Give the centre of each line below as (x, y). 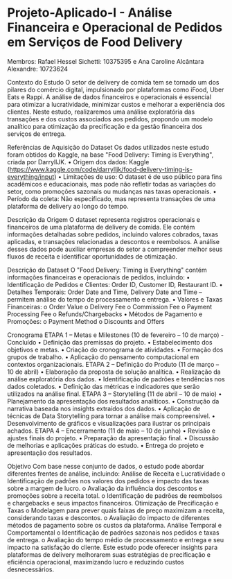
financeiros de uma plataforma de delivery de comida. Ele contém (101, 227)
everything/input (31, 176)
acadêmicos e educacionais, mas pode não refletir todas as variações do (111, 184)
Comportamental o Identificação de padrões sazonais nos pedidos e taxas (113, 533)
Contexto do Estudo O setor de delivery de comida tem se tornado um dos (113, 82)
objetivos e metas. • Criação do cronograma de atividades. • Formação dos (115, 349)
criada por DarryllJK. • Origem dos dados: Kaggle (78, 162)
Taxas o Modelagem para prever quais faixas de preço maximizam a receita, (116, 510)
